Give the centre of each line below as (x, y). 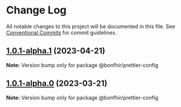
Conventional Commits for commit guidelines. (61, 32)
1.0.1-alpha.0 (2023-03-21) (57, 83)
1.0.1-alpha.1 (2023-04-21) (56, 51)
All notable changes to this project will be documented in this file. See (91, 26)
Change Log (36, 10)
